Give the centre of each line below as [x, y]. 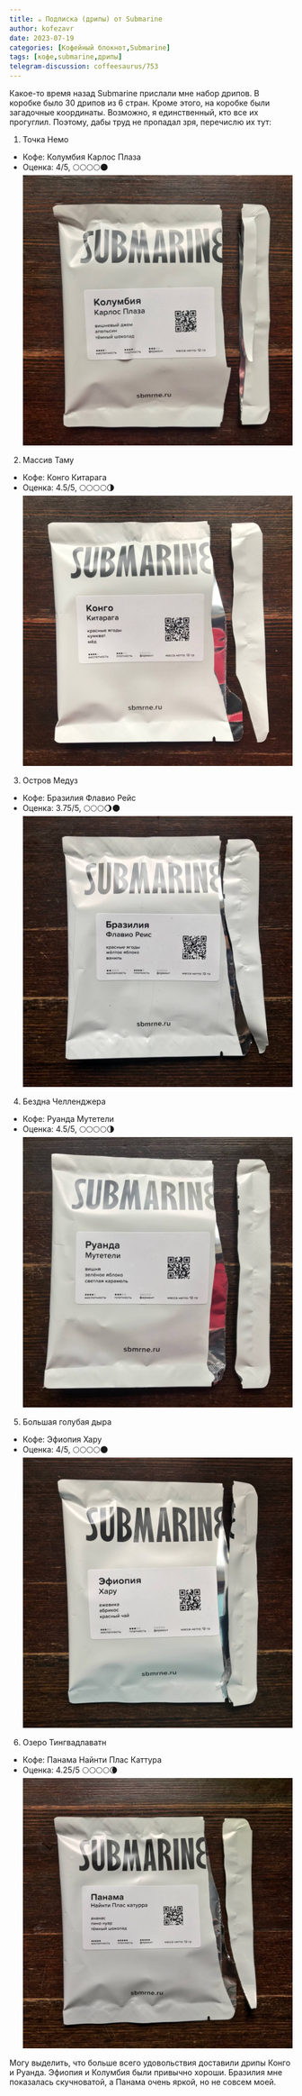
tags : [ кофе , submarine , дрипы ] [66, 57]
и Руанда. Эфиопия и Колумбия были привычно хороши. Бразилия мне [146, 2073]
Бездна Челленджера [64, 1101]
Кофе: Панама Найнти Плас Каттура [92, 1760]
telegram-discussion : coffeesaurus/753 [84, 67]
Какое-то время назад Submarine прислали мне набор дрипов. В [134, 93]
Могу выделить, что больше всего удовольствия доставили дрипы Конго [150, 2063]
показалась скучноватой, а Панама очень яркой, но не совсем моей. [143, 2082]
